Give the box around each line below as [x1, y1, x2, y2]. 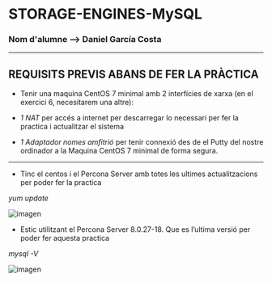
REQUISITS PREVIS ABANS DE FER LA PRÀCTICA [8, 67, 259, 81]
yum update [8, 193, 49, 203]
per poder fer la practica [19, 178, 102, 187]
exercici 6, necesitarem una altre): [19, 98, 134, 107]
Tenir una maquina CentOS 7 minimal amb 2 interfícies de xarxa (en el [19, 89, 253, 99]
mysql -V [8, 249, 39, 259]
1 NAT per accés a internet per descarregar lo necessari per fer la [19, 113, 239, 123]
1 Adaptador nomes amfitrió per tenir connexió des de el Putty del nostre [19, 137, 264, 147]
